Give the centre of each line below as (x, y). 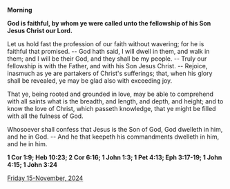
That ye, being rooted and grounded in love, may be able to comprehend (111, 94)
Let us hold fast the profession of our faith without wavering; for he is (106, 44)
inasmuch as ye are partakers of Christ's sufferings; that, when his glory (110, 73)
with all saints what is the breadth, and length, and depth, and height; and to (115, 101)
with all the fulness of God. (46, 116)
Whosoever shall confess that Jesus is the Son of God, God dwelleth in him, (115, 129)
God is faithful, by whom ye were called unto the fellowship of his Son (109, 23)
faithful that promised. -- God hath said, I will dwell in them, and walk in (108, 51)
